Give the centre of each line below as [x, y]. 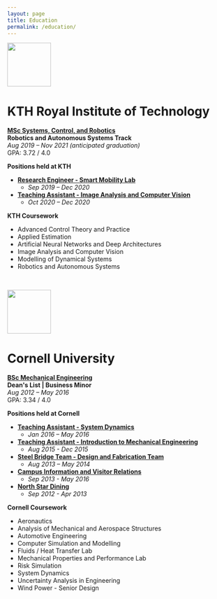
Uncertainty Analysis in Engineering [69, 581]
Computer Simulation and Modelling [69, 544]
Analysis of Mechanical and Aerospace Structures [89, 528]
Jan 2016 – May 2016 [58, 435]
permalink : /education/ [42, 27]
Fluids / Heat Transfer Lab [55, 551]
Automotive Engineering [52, 536]
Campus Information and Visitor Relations [79, 472]
